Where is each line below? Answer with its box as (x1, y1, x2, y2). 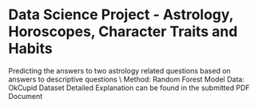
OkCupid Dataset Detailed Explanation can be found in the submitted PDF (8, 82, 250, 93)
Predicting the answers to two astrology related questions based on (8, 65, 232, 75)
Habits (8, 40, 54, 57)
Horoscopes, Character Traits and (8, 22, 238, 41)
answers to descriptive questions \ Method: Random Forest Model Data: (8, 74, 245, 84)
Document (8, 91, 43, 101)
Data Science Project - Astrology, (8, 6, 234, 24)
